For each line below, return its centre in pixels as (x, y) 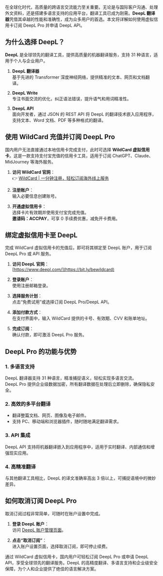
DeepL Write (25, 93)
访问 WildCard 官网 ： (33, 172)
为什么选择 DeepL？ (35, 42)
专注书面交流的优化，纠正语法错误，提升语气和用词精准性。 (72, 99)
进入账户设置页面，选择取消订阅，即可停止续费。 (61, 546)
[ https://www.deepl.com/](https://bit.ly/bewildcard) (63, 270)
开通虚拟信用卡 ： (29, 206)
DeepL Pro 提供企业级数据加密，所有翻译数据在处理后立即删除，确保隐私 (78, 384)
